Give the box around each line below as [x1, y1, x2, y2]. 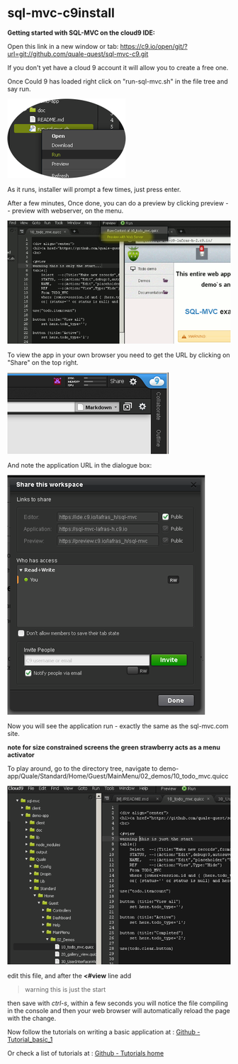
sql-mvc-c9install [7, 5, 115, 21]
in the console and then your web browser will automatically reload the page [7, 1007, 230, 1015]
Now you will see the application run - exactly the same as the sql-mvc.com [7, 721, 229, 730]
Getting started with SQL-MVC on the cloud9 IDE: [7, 28, 156, 37]
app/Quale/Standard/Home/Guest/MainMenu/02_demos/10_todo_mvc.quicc [7, 771, 229, 780]
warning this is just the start [24, 985, 106, 994]
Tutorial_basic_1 [7, 1036, 53, 1044]
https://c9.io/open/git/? [120, 42, 188, 50]
